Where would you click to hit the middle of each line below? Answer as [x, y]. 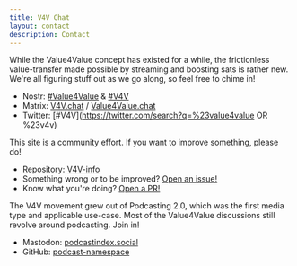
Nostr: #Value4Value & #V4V [75, 96]
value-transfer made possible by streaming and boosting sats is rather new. [149, 69]
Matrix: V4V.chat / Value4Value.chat [89, 106]
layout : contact [39, 26]
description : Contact [50, 34]
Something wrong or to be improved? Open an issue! [120, 179]
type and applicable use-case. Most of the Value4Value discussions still [142, 216]
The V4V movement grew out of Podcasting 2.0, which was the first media [147, 206]
